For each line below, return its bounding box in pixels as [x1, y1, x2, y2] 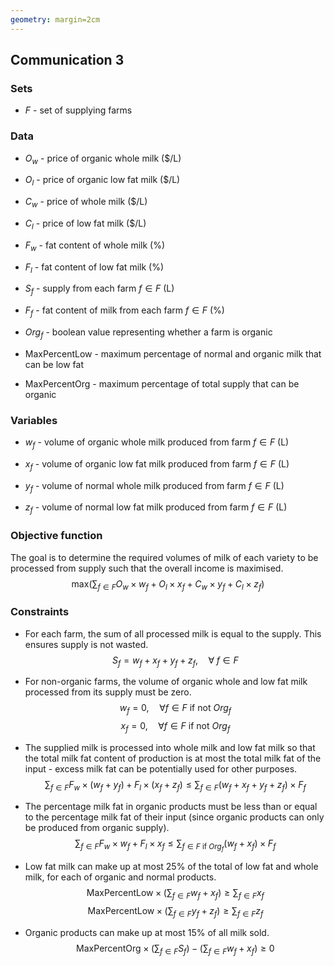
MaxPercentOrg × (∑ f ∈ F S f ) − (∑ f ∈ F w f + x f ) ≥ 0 [76, 942, 275, 956]
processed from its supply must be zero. [24, 686, 192, 698]
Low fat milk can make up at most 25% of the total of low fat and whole [24, 860, 319, 872]
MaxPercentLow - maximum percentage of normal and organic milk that [24, 347, 322, 360]
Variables [10, 413, 58, 427]
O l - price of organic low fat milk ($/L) [24, 174, 181, 188]
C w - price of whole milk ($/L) [24, 196, 148, 210]
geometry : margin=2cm [10, 14, 101, 25]
